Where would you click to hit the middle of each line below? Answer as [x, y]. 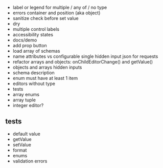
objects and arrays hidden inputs [47, 67]
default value [27, 134]
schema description [33, 73]
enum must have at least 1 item [45, 78]
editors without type [34, 83]
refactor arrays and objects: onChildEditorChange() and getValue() [83, 62]
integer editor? [28, 105]
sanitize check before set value [45, 18]
